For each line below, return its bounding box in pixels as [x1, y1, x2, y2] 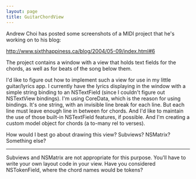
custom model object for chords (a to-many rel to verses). [6, 120, 146, 127]
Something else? [6, 137, 47, 144]
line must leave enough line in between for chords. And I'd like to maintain [6, 107, 184, 114]
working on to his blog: [6, 36, 61, 43]
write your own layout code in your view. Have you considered [6, 160, 156, 167]
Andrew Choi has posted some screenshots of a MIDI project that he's [6, 30, 175, 37]
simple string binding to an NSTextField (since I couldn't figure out [6, 89, 165, 96]
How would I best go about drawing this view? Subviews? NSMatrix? [6, 131, 171, 138]
